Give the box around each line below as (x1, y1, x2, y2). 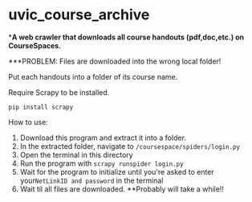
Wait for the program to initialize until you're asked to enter (19, 167, 214, 176)
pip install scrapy (8, 103, 74, 111)
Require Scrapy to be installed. (8, 87, 110, 97)
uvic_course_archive (8, 6, 150, 24)
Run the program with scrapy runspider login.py (19, 159, 184, 168)
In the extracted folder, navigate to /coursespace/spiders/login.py (19, 141, 241, 150)
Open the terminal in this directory (19, 150, 134, 159)
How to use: (8, 117, 48, 126)
